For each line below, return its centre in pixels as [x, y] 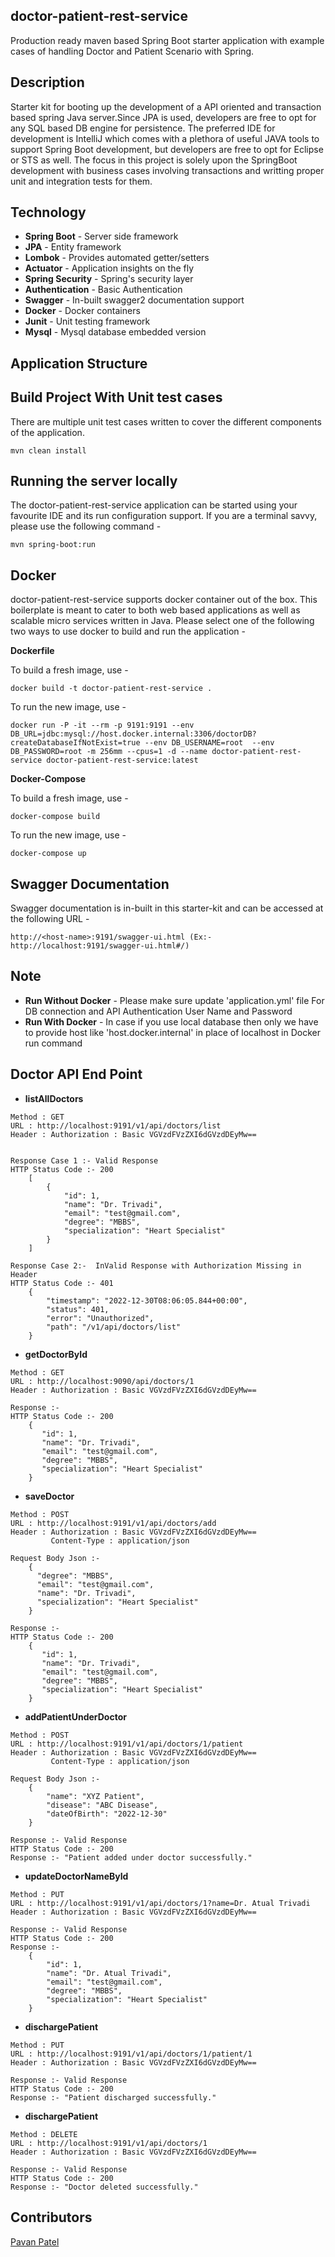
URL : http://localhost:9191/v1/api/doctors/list [116, 1125]
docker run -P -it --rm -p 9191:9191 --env [102, 725]
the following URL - [50, 919]
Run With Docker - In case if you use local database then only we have [171, 1021]
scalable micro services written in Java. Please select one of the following [162, 621]
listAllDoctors [54, 1098]
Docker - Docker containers [82, 311]
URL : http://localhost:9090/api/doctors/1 [102, 1381]
